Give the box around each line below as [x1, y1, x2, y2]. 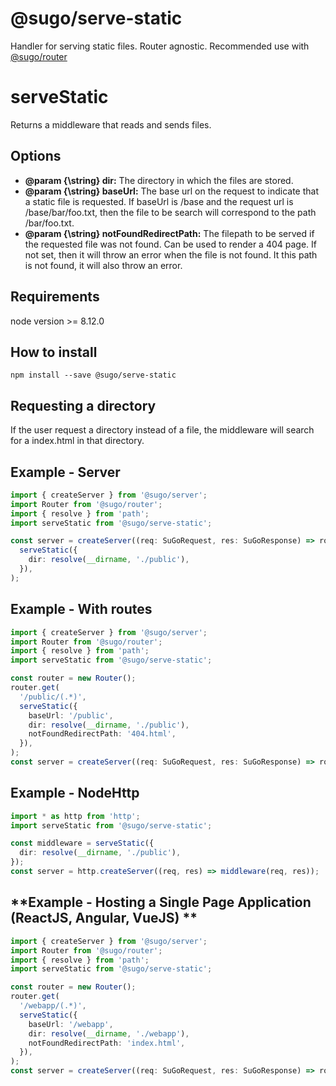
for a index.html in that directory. [10, 435, 145, 447]
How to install [10, 343, 98, 361]
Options [10, 148, 62, 165]
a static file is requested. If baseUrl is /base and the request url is [24, 195, 294, 207]
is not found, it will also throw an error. [24, 259, 183, 271]
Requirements [10, 288, 100, 306]
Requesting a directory [10, 397, 157, 414]
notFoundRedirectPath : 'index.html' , [28, 1038, 186, 1048]
